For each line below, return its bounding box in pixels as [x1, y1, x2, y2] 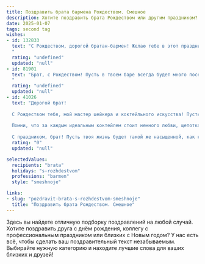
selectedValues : [6, 156, 48, 163]
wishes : [6, 32, 26, 38]
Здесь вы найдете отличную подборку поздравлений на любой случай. [6, 218, 193, 226]
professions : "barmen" [12, 174, 70, 180]
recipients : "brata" [12, 162, 64, 168]
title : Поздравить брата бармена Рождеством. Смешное [6, 9, 146, 15]
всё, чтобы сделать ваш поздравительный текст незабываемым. [6, 238, 176, 245]
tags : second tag [6, 26, 51, 32]
